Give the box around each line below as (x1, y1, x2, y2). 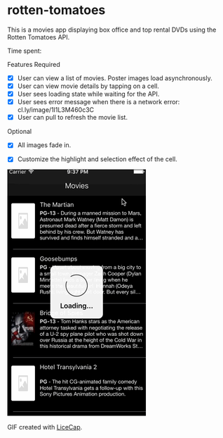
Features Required (7, 60, 61, 68)
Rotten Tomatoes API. (7, 32, 70, 41)
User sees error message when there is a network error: (17, 98, 180, 106)
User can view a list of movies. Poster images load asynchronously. (17, 73, 212, 82)
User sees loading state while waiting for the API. (17, 90, 160, 99)
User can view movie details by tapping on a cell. (17, 82, 160, 90)
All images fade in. (17, 141, 72, 149)
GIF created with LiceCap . (7, 423, 83, 432)
